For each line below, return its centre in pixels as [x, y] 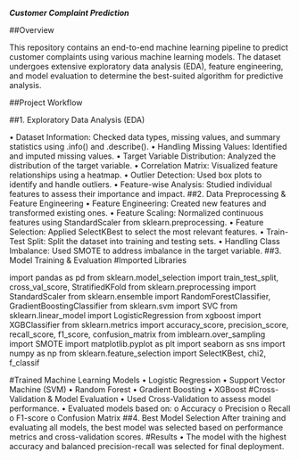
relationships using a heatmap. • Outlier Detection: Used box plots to [136, 175]
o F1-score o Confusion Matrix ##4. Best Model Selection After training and [148, 418]
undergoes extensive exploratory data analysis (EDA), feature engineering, [146, 66]
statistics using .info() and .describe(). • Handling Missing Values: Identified [148, 147]
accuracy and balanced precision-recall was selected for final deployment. [147, 446]
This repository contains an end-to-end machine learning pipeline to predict [149, 47]
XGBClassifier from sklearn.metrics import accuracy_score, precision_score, [149, 325]
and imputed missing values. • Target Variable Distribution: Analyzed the [143, 156]
